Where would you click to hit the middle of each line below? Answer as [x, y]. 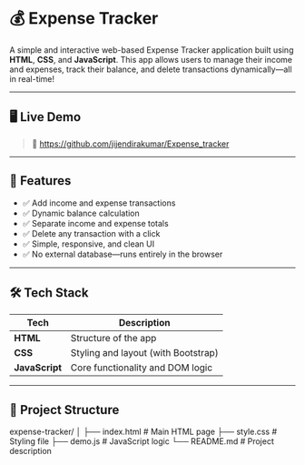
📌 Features [40, 181]
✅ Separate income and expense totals [96, 223]
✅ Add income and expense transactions [99, 203]
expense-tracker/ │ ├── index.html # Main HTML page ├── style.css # [143, 432]
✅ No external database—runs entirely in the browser [123, 254]
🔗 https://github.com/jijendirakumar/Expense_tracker [130, 144]
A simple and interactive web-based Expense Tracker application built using [152, 50]
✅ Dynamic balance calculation [81, 213]
